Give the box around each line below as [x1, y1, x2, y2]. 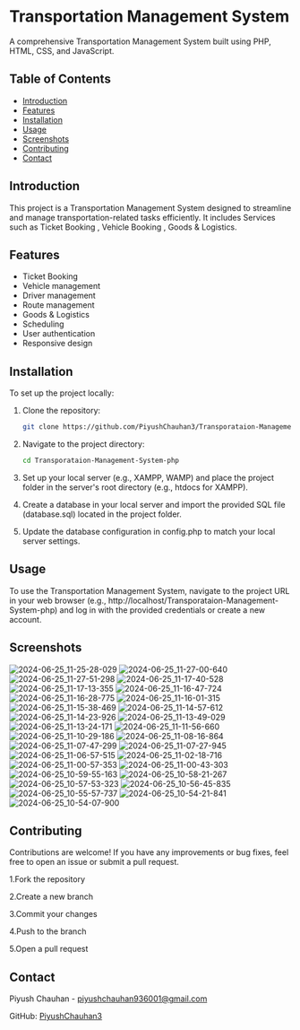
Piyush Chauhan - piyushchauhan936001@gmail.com [9, 993, 208, 1004]
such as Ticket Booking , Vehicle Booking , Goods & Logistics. [9, 222, 237, 232]
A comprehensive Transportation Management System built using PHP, [9, 36, 271, 47]
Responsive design [21, 338, 93, 349]
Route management [21, 300, 96, 310]
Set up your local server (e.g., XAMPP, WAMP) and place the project [21, 472, 275, 483]
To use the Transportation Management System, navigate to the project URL [9, 585, 290, 596]
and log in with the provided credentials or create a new [59, 604, 266, 615]
